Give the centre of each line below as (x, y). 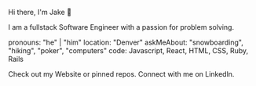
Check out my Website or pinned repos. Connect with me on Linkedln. (121, 74)
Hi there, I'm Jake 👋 (40, 12)
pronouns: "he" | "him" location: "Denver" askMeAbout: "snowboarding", (126, 42)
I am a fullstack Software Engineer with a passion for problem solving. (121, 27)
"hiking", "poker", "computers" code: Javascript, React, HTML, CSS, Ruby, (128, 50)
